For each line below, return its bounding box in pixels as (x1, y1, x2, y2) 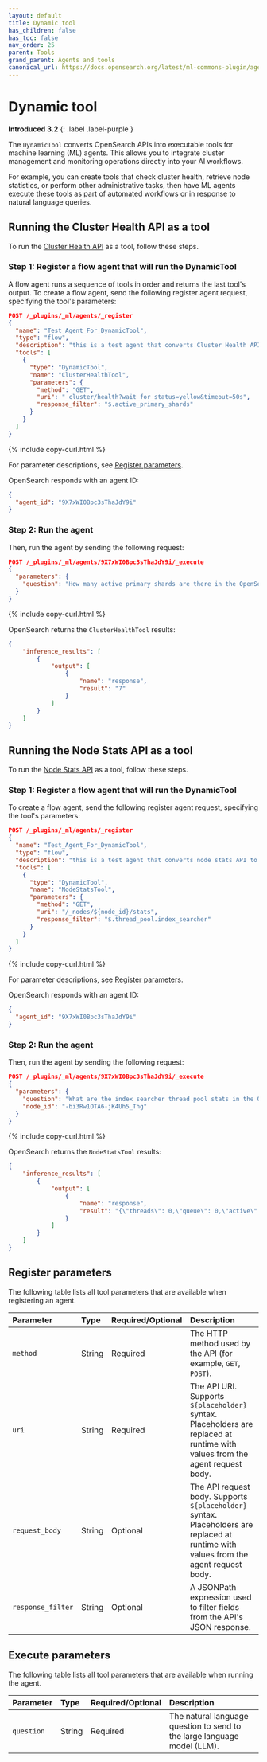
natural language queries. (8, 197, 92, 207)
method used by (189, 1338, 251, 1349)
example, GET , (189, 1358, 241, 1369)
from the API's (189, 1612, 244, 1623)
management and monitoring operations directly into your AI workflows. (8, 156, 244, 166)
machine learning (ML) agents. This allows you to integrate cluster (8, 148, 225, 158)
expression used (189, 1592, 252, 1603)
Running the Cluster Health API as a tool (8, 221, 211, 234)
